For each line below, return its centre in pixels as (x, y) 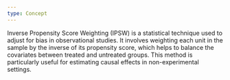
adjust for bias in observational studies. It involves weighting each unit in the (115, 40)
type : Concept (27, 13)
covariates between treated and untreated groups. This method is (100, 55)
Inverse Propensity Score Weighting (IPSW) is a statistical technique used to (115, 33)
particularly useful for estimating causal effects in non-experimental (103, 62)
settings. (20, 69)
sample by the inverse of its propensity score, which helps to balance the (111, 47)
